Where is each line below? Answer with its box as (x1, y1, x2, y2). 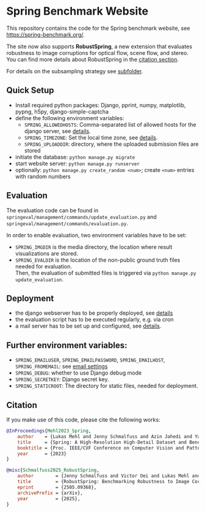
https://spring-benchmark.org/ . (6, 30, 85, 38)
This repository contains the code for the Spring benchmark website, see (6, 24, 190, 32)
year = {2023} (17, 450, 67, 457)
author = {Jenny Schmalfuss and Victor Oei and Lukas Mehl (17, 473, 190, 479)
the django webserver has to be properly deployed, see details (15, 309, 173, 317)
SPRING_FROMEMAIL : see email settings (15, 363, 108, 370)
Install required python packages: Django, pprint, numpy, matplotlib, (15, 101, 186, 109)
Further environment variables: (6, 340, 128, 350)
